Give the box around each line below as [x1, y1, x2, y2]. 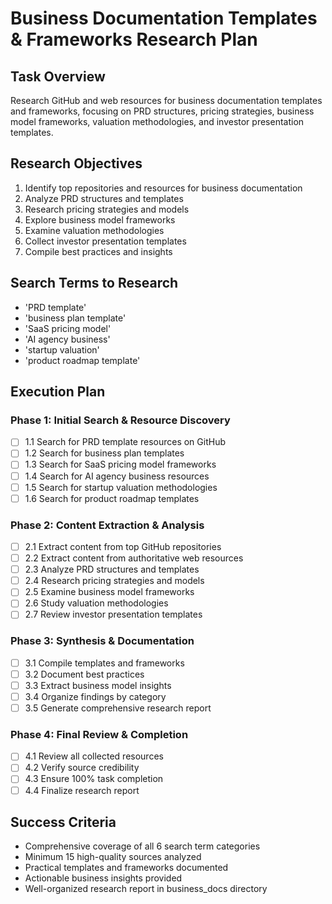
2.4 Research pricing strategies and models [24, 575, 205, 587]
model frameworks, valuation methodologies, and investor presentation [10, 116, 305, 127]
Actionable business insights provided [24, 872, 183, 884]
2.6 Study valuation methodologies [24, 597, 169, 609]
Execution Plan [10, 383, 106, 401]
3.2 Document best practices [24, 668, 145, 680]
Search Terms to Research [10, 275, 179, 292]
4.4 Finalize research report [24, 784, 140, 796]
